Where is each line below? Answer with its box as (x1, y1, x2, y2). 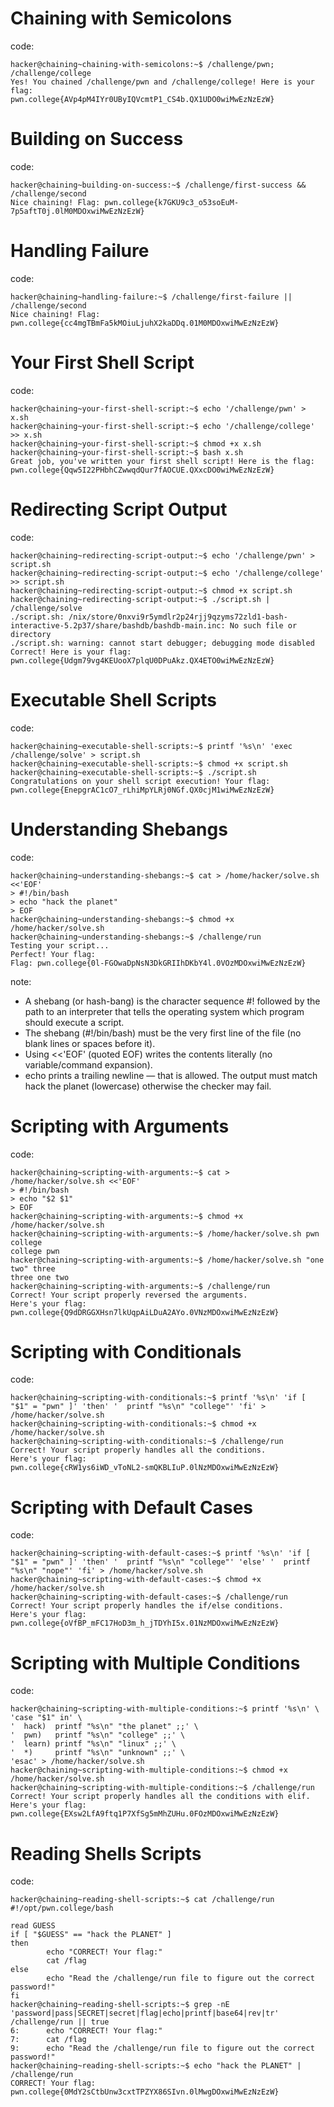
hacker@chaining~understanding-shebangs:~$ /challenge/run (10, 932, 262, 942)
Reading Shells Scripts (10, 1842, 202, 1865)
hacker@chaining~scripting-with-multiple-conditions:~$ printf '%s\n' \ (10, 1704, 320, 1714)
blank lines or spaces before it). (24, 1037, 156, 1049)
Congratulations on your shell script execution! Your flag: (10, 776, 271, 786)
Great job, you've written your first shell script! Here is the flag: (10, 456, 315, 466)
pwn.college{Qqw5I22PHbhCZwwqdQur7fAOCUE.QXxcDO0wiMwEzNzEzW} (10, 465, 275, 475)
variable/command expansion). (24, 1058, 153, 1071)
